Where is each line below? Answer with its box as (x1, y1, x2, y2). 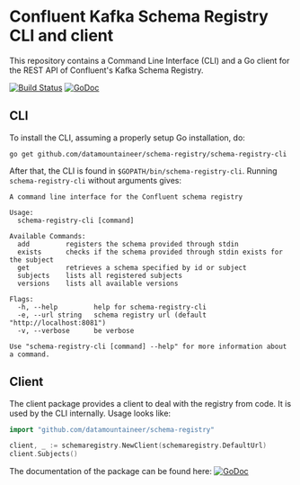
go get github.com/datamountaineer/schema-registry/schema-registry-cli (9, 149, 287, 158)
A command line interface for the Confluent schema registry (9, 192, 243, 202)
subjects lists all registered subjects (17, 271, 182, 280)
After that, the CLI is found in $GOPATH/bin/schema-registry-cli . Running (9, 165, 278, 176)
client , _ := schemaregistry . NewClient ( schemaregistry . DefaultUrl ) (9, 441, 268, 451)
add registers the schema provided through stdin (17, 239, 240, 248)
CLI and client (9, 25, 114, 46)
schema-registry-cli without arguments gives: (9, 175, 182, 185)
